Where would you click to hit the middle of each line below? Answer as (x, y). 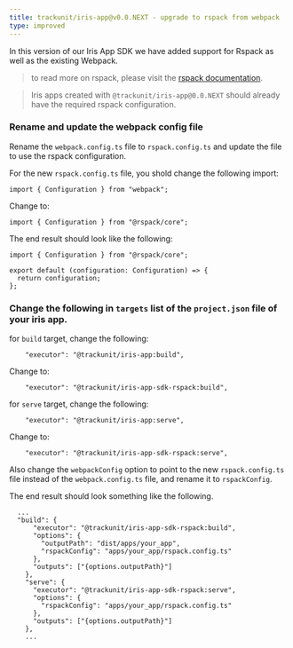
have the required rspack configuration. (103, 104)
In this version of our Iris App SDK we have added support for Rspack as (142, 51)
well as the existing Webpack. (63, 60)
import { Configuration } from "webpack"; (89, 189)
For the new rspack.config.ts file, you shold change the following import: (144, 173)
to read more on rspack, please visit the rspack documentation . (147, 77)
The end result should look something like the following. (111, 496)
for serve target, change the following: (79, 404)
